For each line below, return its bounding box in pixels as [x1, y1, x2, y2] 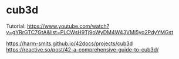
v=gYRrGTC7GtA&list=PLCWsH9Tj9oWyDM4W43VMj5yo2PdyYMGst [6, 28, 174, 35]
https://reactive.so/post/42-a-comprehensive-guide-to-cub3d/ [6, 46, 159, 53]
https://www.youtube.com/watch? [27, 23, 110, 30]
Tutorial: [6, 23, 26, 30]
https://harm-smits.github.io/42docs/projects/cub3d [6, 40, 133, 47]
